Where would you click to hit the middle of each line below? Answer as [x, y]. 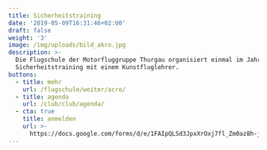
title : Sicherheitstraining [55, 15]
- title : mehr [39, 82]
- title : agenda [42, 97]
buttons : [23, 75]
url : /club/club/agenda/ [64, 104]
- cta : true [35, 112]
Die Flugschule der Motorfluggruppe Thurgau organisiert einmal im [130, 60]
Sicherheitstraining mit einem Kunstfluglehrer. [97, 67]
